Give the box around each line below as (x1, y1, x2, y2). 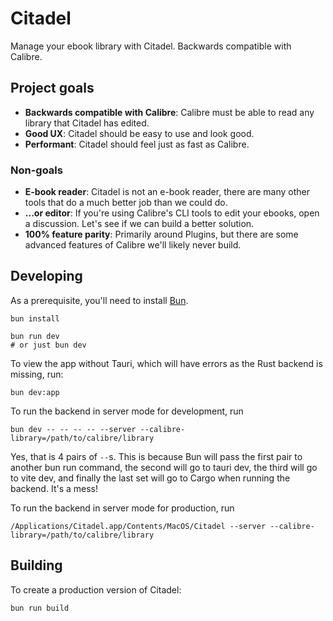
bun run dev (10, 331, 60, 341)
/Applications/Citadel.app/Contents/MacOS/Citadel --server (10, 521, 267, 531)
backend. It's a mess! (10, 482, 99, 494)
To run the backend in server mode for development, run (10, 405, 244, 417)
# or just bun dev (10, 340, 87, 350)
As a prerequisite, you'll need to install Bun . (10, 294, 189, 306)
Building (10, 557, 63, 574)
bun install (10, 313, 60, 324)
